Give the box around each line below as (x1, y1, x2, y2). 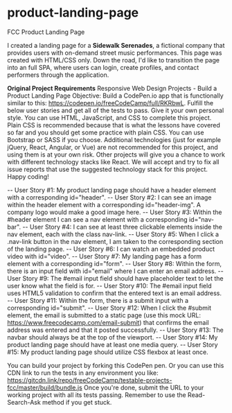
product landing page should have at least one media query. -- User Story (7, 340, 218, 349)
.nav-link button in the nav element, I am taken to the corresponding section (7, 237, 224, 245)
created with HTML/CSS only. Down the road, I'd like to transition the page (7, 55, 220, 64)
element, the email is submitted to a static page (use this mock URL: (7, 310, 201, 319)
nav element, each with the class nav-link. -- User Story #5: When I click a (7, 230, 220, 238)
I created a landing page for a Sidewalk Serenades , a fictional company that (7, 41, 225, 49)
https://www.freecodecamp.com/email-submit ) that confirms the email (7, 318, 209, 326)
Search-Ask (7, 398, 42, 406)
